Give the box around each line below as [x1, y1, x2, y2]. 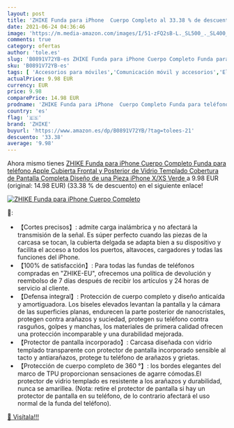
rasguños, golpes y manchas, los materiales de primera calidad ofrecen [17, 323, 224, 331]
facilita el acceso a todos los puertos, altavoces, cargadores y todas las [17, 246, 223, 254]
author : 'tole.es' [7, 50, 61, 57]
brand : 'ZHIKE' [7, 120, 52, 128]
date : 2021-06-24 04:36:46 [7, 23, 86, 30]
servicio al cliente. [17, 284, 70, 293]
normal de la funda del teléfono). [17, 399, 111, 408]
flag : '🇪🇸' [7, 114, 42, 121]
